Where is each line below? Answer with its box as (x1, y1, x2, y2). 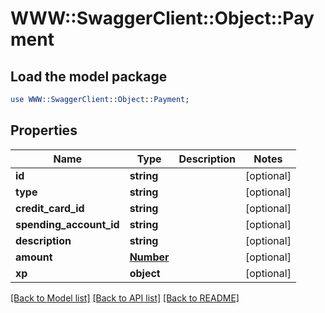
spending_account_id (15, 217, 120, 231)
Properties (10, 122, 78, 139)
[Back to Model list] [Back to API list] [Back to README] (10, 292, 240, 304)
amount (15, 250, 53, 264)
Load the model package (10, 68, 168, 85)
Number (129, 250, 170, 264)
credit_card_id (15, 201, 85, 215)
